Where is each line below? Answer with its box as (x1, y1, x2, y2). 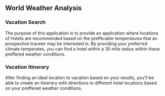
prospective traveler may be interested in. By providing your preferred (5, 41, 147, 47)
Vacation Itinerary (5, 63, 49, 70)
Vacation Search (5, 19, 46, 26)
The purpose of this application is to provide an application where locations (5, 30, 159, 36)
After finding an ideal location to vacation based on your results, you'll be (5, 74, 154, 81)
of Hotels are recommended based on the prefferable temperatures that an (5, 35, 158, 41)
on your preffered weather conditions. (5, 85, 82, 91)
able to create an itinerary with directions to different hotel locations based (5, 80, 157, 86)
